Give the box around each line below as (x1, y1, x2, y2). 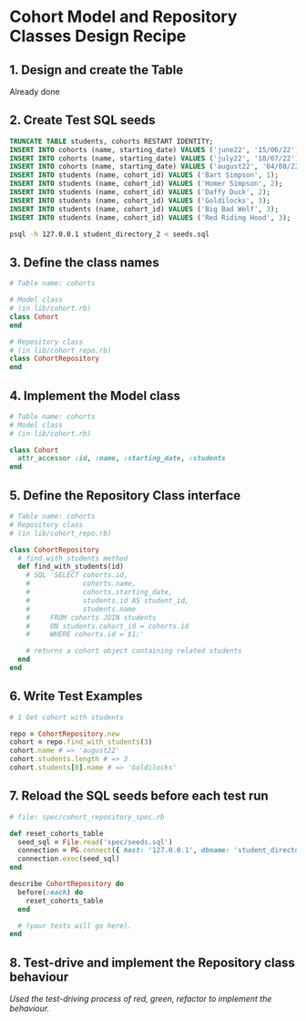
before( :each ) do (17, 887, 84, 897)
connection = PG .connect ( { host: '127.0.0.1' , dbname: (17, 846, 230, 855)
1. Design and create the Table (9, 62, 184, 77)
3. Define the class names (9, 254, 159, 270)
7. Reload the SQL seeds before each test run (9, 789, 269, 804)
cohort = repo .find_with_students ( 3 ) (9, 737, 153, 747)
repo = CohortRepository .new (9, 729, 120, 738)
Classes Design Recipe (9, 26, 187, 46)
